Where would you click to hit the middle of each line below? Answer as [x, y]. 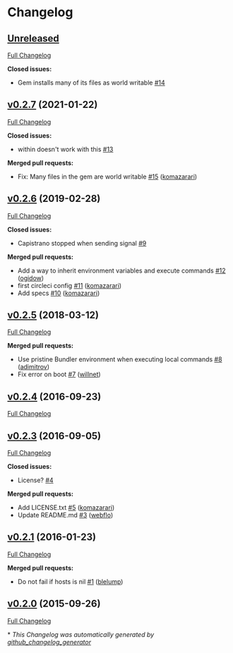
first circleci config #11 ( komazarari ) [70, 285]
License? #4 [36, 480]
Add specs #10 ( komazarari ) [59, 293]
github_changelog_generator [49, 642]
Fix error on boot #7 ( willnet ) [59, 374]
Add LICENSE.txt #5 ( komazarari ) [66, 508]
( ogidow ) [31, 278]
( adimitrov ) [34, 367]
